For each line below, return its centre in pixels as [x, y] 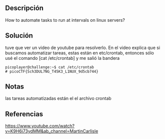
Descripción [24, 8]
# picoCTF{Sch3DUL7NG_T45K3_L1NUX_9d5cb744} [52, 71]
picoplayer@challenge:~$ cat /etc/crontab [50, 67]
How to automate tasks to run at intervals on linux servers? [65, 20]
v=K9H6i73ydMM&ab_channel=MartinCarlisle [52, 131]
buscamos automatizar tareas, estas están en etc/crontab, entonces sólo [80, 53]
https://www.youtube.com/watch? [40, 126]
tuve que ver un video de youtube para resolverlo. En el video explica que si [82, 47]
